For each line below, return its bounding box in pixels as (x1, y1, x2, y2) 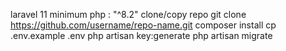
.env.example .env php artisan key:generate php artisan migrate (10, 30, 273, 41)
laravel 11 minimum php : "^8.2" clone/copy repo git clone (10, 9, 247, 20)
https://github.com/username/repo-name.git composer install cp (10, 19, 277, 31)
